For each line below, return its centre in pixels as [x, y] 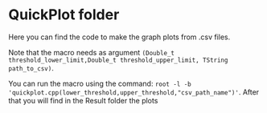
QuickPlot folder [64, 15]
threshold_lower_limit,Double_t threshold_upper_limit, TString [118, 60]
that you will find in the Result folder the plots [83, 100]
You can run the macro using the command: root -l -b [100, 83]
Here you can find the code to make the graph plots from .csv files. [119, 37]
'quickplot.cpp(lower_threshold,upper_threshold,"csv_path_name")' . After [134, 92]
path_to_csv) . [31, 68]
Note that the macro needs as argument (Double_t [92, 52]
